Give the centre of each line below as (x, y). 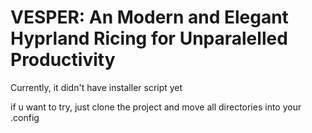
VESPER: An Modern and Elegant (149, 17)
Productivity (63, 60)
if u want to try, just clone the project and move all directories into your (156, 107)
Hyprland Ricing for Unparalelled (149, 38)
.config (25, 117)
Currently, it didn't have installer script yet (96, 87)
